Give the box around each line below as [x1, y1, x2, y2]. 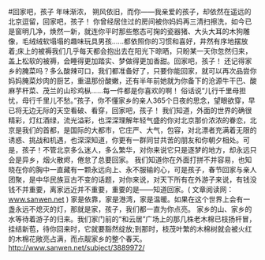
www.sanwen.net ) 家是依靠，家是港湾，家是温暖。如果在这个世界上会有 [8, 194, 244, 204]
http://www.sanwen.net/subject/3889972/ [8, 243, 145, 252]
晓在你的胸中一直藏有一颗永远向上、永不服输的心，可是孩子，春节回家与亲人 [8, 165, 257, 174]
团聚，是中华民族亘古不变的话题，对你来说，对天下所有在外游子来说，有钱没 [8, 175, 257, 184]
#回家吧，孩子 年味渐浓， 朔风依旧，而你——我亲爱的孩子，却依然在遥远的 [8, 7, 252, 16]
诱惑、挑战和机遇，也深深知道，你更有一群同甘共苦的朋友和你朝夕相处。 [8, 135, 243, 145]
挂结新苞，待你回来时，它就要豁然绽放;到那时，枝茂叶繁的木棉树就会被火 [8, 224, 246, 233]
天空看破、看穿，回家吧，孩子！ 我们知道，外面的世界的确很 [56, 106, 252, 115]
